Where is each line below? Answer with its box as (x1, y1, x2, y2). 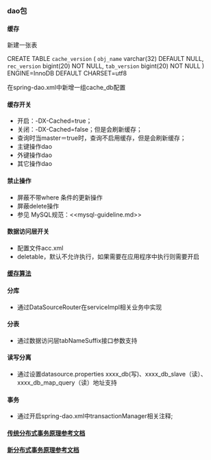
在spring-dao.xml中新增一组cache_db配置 (7, 84, 126, 92)
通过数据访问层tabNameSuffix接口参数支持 (16, 336, 138, 344)
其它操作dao (16, 160, 53, 168)
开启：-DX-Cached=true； (16, 117, 92, 125)
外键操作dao (16, 151, 53, 159)
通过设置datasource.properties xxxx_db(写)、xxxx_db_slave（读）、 (16, 370, 207, 378)
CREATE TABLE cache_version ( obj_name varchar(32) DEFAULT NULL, (7, 55, 204, 63)
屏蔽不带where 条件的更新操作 (16, 193, 103, 202)
